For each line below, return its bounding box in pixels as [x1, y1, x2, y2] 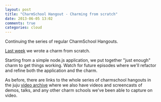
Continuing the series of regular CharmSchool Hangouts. [5, 38, 118, 44]
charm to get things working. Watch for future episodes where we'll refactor [5, 63, 156, 68]
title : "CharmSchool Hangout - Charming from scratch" [5, 12, 118, 17]
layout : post [5, 7, 31, 12]
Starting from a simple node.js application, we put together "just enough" [5, 57, 151, 63]
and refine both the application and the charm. [5, 68, 98, 73]
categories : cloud [5, 25, 42, 30]
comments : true [5, 20, 36, 26]
